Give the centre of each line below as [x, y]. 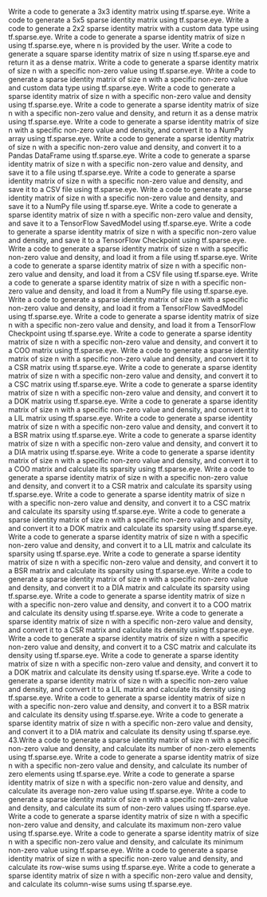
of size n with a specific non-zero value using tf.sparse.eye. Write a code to [132, 71]
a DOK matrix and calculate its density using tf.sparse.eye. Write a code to [130, 672]
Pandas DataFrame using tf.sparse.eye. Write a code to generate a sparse [130, 155]
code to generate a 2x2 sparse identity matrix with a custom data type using [133, 28]
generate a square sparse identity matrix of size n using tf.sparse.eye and [129, 54]
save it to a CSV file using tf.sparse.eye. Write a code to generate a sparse [130, 189]
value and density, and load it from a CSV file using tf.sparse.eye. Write [141, 274]
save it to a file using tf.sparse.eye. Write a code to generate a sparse [122, 172]
